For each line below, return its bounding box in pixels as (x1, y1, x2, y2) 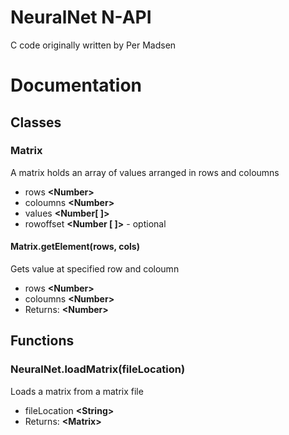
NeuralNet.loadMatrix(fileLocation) (10, 362, 186, 376)
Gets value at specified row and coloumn (10, 263, 180, 275)
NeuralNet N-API (10, 6, 152, 29)
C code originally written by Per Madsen (10, 39, 177, 51)
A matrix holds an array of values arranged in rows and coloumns (10, 166, 280, 178)
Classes (10, 114, 62, 131)
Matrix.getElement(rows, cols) (10, 241, 140, 253)
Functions (10, 332, 75, 350)
